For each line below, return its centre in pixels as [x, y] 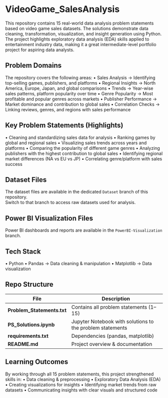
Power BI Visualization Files [49, 218]
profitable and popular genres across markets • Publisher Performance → [81, 99]
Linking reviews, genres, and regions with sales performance [68, 109]
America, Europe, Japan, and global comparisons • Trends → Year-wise [79, 88]
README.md [23, 344]
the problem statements [99, 328]
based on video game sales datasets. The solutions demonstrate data [77, 28]
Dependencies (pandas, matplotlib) [112, 336]
